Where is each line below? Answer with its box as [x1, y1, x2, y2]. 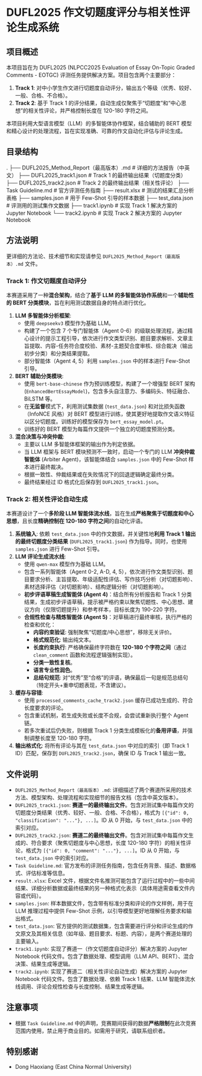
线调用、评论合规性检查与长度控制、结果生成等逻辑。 [14, 983, 148, 990]
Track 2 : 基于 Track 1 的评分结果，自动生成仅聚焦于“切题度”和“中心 [14, 99, 181, 107]
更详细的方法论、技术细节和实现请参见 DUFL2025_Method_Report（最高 [6, 252, 176, 260]
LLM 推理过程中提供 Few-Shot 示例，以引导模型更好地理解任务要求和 [14, 907, 187, 914]
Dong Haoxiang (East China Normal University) [14, 1063, 131, 1070]
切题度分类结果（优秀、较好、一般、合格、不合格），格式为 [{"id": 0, [14, 809, 189, 816]
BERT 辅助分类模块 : [14, 372, 64, 379]
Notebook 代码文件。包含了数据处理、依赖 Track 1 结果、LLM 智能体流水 [14, 976, 196, 983]
